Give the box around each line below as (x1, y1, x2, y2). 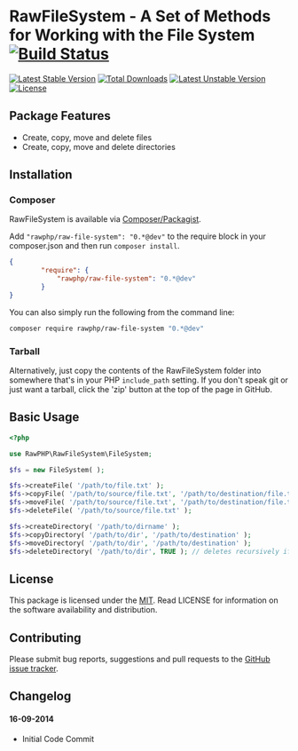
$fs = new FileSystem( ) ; (9, 465, 105, 474)
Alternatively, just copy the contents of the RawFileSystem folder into (9, 365, 262, 375)
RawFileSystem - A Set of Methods (9, 6, 271, 27)
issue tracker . (9, 663, 59, 674)
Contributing (9, 630, 82, 645)
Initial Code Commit (21, 733, 95, 744)
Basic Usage (9, 410, 80, 425)
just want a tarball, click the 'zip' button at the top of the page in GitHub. (9, 383, 273, 394)
